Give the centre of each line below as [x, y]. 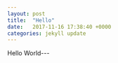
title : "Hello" [31, 20]
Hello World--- [28, 53]
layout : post [26, 14]
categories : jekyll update [47, 33]
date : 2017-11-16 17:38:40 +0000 [59, 27]
